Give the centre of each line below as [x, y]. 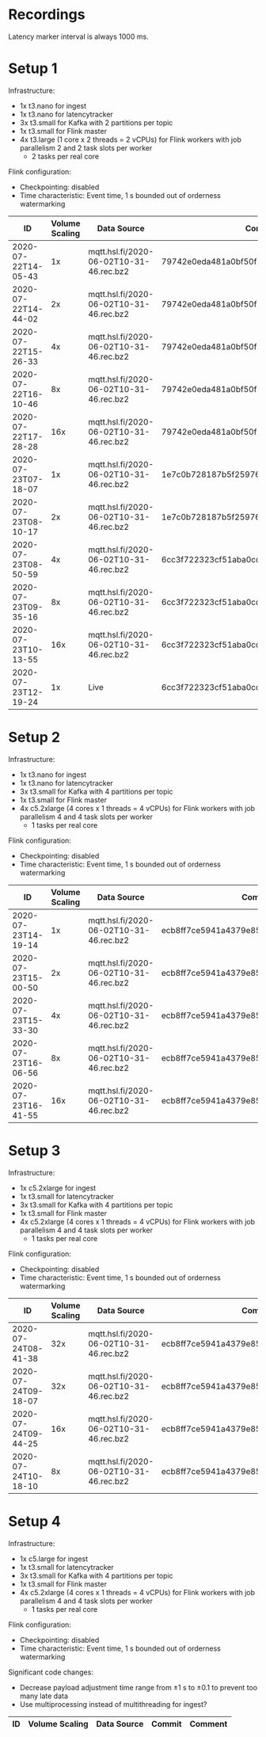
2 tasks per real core [65, 156]
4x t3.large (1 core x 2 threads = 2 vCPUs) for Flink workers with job [130, 139]
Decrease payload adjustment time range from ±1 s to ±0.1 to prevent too [139, 1687]
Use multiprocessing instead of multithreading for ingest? [113, 1704]
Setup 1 [33, 69]
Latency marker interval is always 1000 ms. [78, 36]
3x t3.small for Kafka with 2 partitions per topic [96, 122]
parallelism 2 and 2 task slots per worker [86, 147]
